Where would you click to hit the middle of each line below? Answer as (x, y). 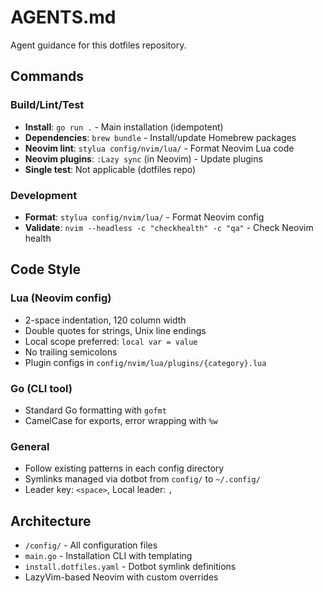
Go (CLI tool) (41, 388)
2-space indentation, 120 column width (105, 320)
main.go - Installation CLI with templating (108, 556)
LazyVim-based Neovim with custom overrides (121, 577)
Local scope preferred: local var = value (111, 341)
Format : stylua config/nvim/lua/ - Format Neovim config (144, 217)
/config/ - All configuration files (91, 545)
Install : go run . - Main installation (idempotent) (124, 127)
